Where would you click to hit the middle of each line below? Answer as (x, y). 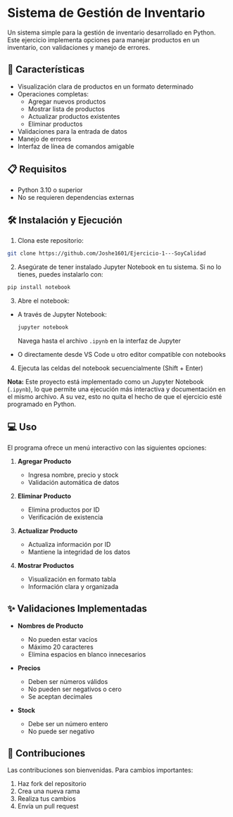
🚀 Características (46, 69)
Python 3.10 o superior (50, 190)
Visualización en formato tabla (72, 579)
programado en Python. (42, 404)
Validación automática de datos (74, 482)
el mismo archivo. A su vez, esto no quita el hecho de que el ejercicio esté (115, 397)
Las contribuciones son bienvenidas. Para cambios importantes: (100, 770)
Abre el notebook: (44, 301)
